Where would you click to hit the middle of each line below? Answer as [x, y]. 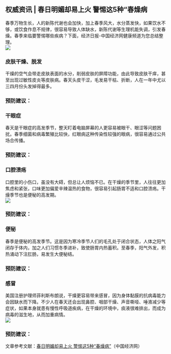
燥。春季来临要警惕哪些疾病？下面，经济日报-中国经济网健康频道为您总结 [82, 36]
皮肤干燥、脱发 [24, 62]
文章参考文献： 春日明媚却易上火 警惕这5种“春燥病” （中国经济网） [74, 346]
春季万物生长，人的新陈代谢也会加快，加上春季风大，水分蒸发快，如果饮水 [83, 23]
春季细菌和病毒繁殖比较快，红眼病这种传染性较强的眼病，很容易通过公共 [90, 134]
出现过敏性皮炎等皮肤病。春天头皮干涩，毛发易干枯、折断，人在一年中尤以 [88, 80]
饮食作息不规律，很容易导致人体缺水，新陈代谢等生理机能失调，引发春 [92, 29]
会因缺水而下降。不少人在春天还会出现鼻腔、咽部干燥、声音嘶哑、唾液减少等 [85, 302]
